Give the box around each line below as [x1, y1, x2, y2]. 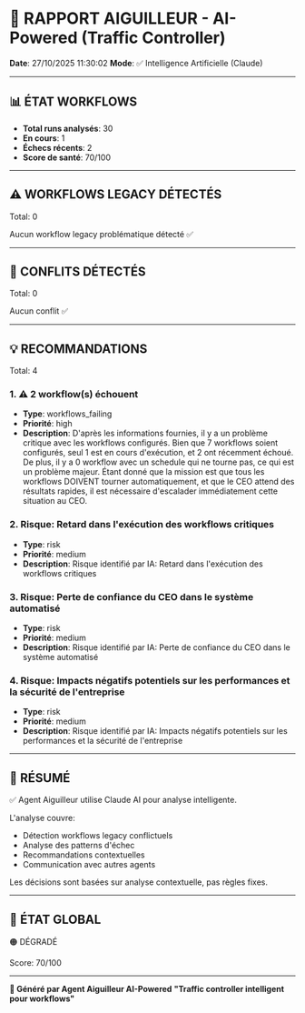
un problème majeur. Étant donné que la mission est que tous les [22, 466, 265, 477]
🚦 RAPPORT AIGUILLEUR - [9, 8, 210, 29]
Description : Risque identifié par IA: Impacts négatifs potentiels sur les [22, 726, 288, 737]
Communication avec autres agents [22, 859, 156, 870]
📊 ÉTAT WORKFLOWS [9, 95, 138, 110]
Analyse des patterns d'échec [22, 840, 135, 851]
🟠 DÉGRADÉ [9, 937, 58, 947]
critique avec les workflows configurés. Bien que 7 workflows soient [22, 437, 279, 448]
